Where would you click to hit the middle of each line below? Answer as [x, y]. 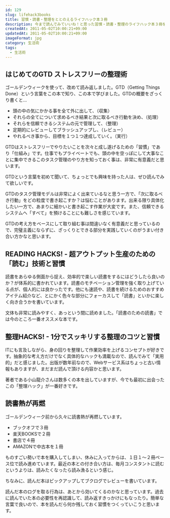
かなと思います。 [36, 236]
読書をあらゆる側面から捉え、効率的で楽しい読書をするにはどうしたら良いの [85, 277]
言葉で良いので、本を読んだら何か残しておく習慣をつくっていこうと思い [80, 504]
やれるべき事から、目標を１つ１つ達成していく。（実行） [71, 136]
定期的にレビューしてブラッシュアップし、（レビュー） [69, 130]
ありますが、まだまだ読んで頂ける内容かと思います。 [69, 369]
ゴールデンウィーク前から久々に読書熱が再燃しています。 [65, 417]
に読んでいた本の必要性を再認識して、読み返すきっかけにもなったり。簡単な [85, 498]
